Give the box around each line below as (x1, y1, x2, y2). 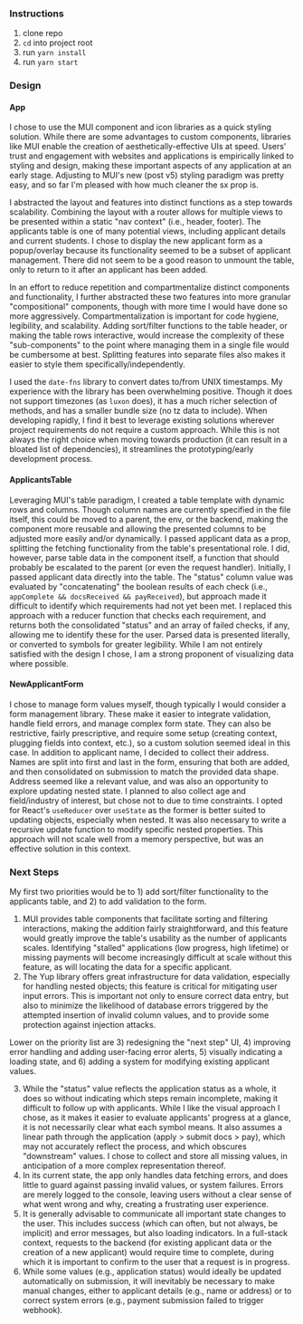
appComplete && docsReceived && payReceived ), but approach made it (9, 590, 267, 601)
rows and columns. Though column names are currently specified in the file (9, 504, 291, 514)
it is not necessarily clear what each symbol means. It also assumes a (22, 1122, 283, 1133)
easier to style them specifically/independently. (9, 359, 185, 369)
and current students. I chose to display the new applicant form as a (9, 235, 263, 246)
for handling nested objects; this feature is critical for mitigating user (22, 981, 278, 992)
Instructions (9, 7, 65, 20)
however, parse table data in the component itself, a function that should (9, 552, 279, 563)
